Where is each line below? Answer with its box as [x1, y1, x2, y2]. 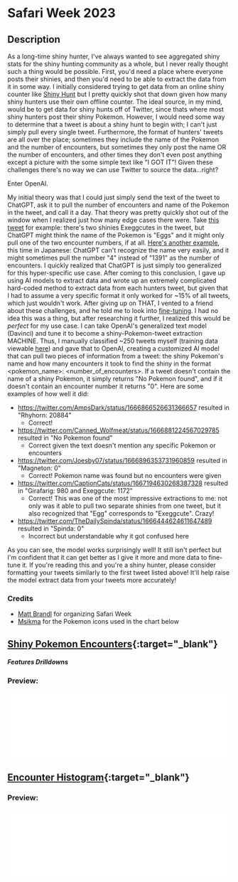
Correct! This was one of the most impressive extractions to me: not [28, 494, 228, 502]
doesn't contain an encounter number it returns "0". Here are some [7, 382, 204, 390]
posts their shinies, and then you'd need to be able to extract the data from [7, 75, 227, 83]
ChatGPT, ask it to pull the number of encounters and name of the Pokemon [7, 201, 229, 209]
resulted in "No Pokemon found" [17, 434, 113, 442]
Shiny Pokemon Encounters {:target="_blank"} [7, 638, 218, 650]
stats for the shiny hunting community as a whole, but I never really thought [7, 60, 229, 68]
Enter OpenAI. [7, 179, 48, 188]
